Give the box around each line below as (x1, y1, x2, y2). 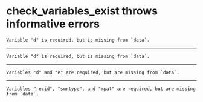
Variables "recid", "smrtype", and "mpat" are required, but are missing (6, 86, 196, 92)
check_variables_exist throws (6, 4, 158, 18)
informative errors (6, 17, 100, 31)
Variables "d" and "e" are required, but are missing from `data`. (6, 69, 180, 75)
